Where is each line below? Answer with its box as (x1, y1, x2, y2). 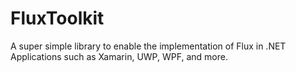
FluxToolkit (10, 7, 105, 30)
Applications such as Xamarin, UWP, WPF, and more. (10, 50, 228, 62)
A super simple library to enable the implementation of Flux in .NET (10, 40, 287, 52)
